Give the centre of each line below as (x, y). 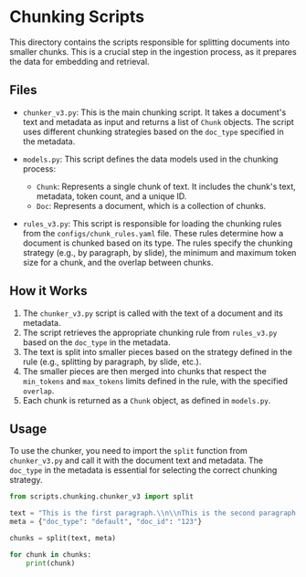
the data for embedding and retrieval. (79, 61)
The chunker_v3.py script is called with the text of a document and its (153, 313)
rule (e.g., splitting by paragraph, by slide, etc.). (112, 362)
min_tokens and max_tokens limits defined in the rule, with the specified (155, 381)
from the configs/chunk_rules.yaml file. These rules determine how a (153, 233)
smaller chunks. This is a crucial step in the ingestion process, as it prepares (153, 51)
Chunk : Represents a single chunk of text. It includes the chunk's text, (166, 186)
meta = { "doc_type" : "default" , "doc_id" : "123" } (106, 522)
